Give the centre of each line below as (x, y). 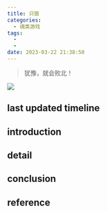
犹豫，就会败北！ (48, 73)
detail (20, 156)
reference (29, 202)
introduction (35, 131)
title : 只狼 (23, 14)
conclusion (32, 179)
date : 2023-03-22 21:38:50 (46, 53)
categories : (24, 20)
